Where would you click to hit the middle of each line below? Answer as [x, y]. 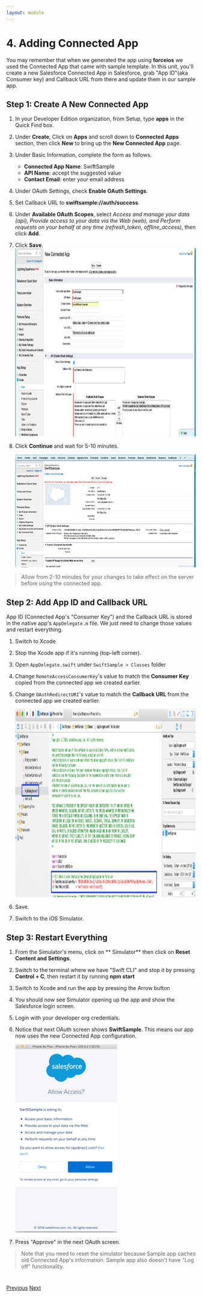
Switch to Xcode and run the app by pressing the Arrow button [92, 988]
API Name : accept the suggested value [72, 173]
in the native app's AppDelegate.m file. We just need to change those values [99, 624]
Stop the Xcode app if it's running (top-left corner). [78, 653]
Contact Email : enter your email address [74, 179]
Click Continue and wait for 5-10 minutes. [67, 446]
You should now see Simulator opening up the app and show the [95, 1000]
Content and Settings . [43, 958]
